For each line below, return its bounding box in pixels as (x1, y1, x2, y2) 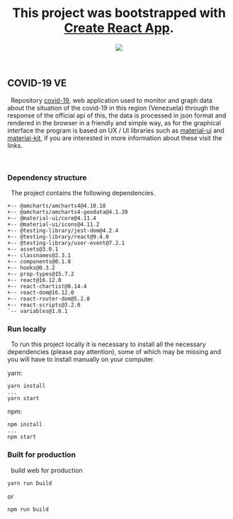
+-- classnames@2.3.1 (7, 252, 72, 259)
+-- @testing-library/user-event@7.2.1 (7, 239, 125, 247)
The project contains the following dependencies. (10, 189, 156, 198)
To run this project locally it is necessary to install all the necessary (10, 340, 207, 348)
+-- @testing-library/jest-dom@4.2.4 (7, 227, 119, 234)
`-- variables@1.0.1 (7, 308, 69, 315)
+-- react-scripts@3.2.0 (7, 302, 81, 309)
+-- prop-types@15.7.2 (7, 270, 74, 278)
